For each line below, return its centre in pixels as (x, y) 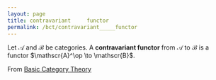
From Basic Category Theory (50, 69)
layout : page (27, 14)
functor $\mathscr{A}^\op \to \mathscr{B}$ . (71, 56)
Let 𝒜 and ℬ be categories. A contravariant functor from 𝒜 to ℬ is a (108, 47)
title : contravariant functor (58, 21)
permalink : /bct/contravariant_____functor (73, 27)
